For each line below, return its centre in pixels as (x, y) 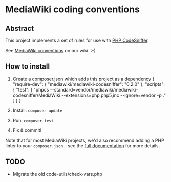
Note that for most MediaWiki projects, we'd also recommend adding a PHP (85, 140)
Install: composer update (37, 110)
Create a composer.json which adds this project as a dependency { (83, 79)
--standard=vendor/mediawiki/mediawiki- (94, 89)
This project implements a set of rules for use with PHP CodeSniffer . (77, 40)
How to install (28, 67)
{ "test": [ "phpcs (31, 89)
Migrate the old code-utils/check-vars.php (57, 174)
